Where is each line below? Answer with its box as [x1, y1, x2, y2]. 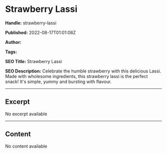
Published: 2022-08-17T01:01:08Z [5, 29, 76, 35]
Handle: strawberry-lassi [5, 20, 57, 26]
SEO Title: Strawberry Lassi [5, 58, 62, 64]
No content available [5, 143, 48, 149]
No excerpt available [5, 111, 47, 117]
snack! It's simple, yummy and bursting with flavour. [5, 78, 112, 84]
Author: [5, 39, 22, 45]
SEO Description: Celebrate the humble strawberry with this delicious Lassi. [5, 68, 162, 74]
